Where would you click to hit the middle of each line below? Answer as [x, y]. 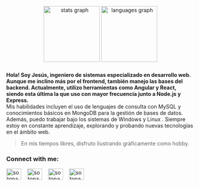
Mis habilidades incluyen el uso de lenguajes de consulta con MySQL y [94, 106]
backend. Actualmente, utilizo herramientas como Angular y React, [91, 87]
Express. [17, 100]
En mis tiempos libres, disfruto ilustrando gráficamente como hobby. [105, 143]
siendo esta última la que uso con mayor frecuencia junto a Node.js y [94, 94]
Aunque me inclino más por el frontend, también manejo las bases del [95, 81]
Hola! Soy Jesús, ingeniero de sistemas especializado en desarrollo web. [99, 75]
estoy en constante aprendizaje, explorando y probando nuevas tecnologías [100, 125]
